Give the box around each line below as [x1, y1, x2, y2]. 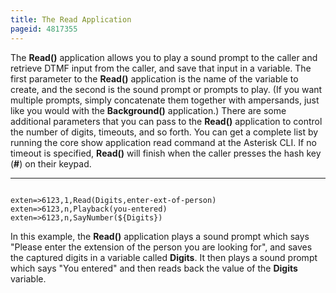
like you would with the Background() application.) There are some [10, 104, 287, 116]
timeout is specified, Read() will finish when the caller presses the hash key [10, 147, 322, 159]
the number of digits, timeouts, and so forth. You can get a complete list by [10, 126, 319, 138]
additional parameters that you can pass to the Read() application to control [10, 115, 323, 127]
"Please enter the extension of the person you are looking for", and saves [10, 241, 313, 253]
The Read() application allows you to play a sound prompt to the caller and [10, 51, 318, 63]
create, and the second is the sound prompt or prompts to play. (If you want [10, 83, 323, 95]
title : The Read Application [10, 14, 132, 25]
